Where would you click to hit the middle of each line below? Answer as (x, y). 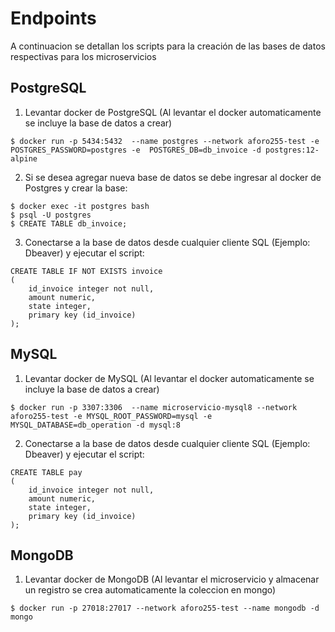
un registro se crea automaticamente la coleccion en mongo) (150, 590)
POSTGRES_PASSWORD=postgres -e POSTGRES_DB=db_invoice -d (136, 150)
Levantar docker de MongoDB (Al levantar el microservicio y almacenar (172, 579)
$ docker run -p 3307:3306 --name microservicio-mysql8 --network (154, 407)
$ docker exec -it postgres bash (80, 206)
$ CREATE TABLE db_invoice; (69, 223)
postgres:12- (292, 150)
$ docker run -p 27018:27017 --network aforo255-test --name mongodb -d (165, 608)
